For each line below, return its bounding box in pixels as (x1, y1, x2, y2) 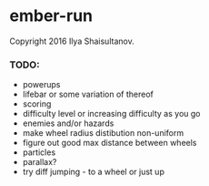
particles (22, 147, 56, 158)
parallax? (22, 157, 57, 168)
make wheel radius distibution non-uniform (22, 128, 184, 139)
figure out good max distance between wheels (22, 138, 197, 149)
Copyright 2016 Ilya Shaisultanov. (9, 36, 134, 46)
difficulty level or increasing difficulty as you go (22, 108, 201, 119)
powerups (22, 79, 61, 90)
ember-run (9, 5, 94, 26)
